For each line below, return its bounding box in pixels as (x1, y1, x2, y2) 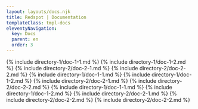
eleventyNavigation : (6, 25, 58, 32)
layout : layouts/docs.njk (6, 8, 70, 15)
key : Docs (11, 31, 36, 37)
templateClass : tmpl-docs (6, 20, 70, 26)
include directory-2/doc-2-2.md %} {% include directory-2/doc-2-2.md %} (6, 96, 191, 103)
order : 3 (11, 42, 33, 48)
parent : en (11, 36, 39, 42)
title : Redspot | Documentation (6, 14, 86, 20)
